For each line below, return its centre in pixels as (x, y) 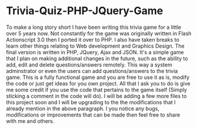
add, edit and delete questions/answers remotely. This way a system (89, 64)
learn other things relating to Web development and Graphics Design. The (95, 46)
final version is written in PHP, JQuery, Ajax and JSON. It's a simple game (95, 52)
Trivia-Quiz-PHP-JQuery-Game (85, 11)
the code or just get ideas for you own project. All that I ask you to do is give (98, 83)
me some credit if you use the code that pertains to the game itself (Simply (96, 90)
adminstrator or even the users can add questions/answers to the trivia (92, 71)
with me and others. (30, 121)
